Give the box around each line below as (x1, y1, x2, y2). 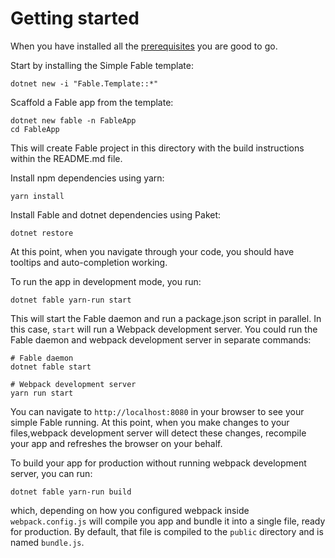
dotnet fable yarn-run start (10, 295, 132, 305)
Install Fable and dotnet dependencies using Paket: (10, 208, 222, 221)
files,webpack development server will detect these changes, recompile (10, 427, 307, 439)
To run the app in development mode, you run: (10, 275, 202, 287)
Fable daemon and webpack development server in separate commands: (10, 333, 312, 346)
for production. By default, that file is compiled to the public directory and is (10, 525, 324, 537)
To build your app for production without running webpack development (10, 457, 307, 469)
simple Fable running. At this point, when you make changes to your (10, 416, 290, 428)
